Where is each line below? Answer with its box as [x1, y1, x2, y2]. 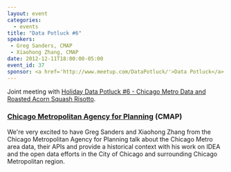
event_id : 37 [7, 62, 45, 69]
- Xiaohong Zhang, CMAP [10, 49, 79, 56]
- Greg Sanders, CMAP [10, 42, 73, 49]
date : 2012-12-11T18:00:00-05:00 [7, 55, 104, 62]
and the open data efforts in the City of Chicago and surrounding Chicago [7, 150, 218, 158]
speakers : [7, 36, 36, 43]
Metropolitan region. [7, 157, 66, 165]
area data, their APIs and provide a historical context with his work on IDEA [7, 142, 221, 150]
